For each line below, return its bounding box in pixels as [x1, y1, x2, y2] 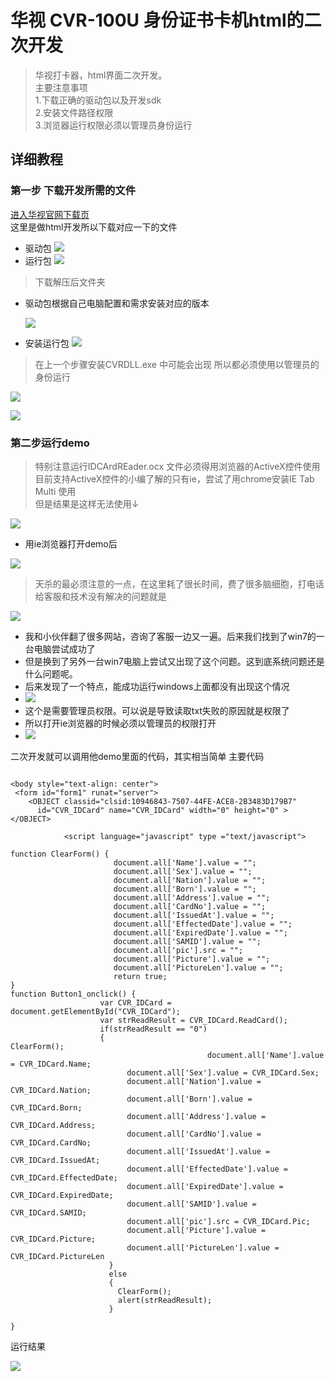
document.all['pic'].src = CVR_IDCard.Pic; [126, 1216, 311, 1226]
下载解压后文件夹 [34, 276, 106, 288]
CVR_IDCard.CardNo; [10, 1137, 92, 1148]
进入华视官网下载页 [10, 208, 90, 220]
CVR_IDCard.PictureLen [10, 1251, 105, 1261]
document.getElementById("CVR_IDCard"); [10, 1006, 182, 1016]
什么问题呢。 [24, 667, 78, 680]
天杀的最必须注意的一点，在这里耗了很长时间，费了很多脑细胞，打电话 [34, 577, 325, 590]
